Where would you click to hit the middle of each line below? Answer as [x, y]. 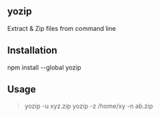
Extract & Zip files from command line [62, 28]
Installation [32, 51]
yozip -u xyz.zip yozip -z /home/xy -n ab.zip [88, 106]
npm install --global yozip [44, 67]
